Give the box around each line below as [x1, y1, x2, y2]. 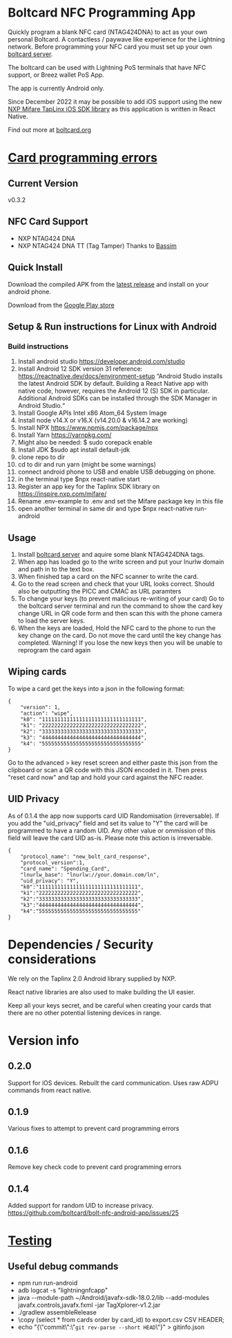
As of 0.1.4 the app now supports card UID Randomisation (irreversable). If [8, 812, 220, 820]
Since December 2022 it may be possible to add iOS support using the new [8, 97, 222, 105]
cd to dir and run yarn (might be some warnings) [17, 461, 156, 469]
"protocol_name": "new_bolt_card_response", [20, 853, 151, 860]
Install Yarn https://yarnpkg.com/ [17, 431, 112, 439]
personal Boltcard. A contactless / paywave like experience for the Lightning [8, 35, 225, 43]
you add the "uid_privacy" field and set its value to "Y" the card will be [8, 819, 208, 827]
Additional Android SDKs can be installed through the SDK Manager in [17, 394, 217, 402]
